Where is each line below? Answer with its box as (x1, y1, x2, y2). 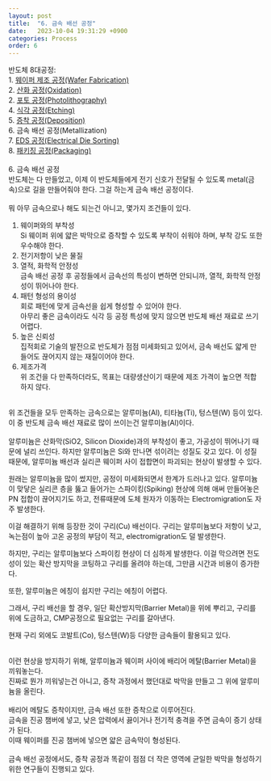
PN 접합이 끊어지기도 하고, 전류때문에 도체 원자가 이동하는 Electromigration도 (8, 494, 254, 504)
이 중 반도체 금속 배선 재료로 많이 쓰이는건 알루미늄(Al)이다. (8, 418, 194, 428)
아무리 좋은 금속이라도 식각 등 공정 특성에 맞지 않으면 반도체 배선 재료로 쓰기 (19, 312, 260, 321)
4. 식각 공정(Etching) (8, 106, 75, 115)
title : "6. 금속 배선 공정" (8, 19, 97, 27)
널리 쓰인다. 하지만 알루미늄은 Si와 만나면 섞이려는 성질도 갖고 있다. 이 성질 (23, 447, 257, 456)
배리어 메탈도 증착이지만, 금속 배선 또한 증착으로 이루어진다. (8, 705, 196, 715)
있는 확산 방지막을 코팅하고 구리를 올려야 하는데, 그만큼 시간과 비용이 (23, 559, 239, 569)
